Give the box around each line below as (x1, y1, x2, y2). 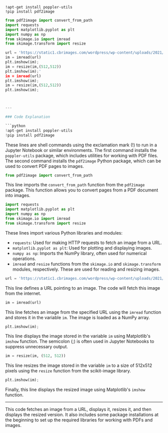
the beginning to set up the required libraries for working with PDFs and (5, 417, 153, 423)
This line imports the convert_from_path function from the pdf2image (5, 182, 145, 188)
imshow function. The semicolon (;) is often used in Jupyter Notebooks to (5, 338, 154, 344)
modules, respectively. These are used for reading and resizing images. (12, 266, 160, 272)
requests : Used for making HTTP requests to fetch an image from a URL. (12, 240, 162, 246)
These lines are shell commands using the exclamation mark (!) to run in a (5, 142, 157, 148)
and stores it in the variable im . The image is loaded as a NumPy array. (5, 314, 150, 320)
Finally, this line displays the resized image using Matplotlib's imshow (5, 386, 145, 393)
